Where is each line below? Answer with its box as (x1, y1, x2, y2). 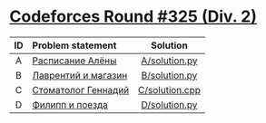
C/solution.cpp (137, 83, 202, 96)
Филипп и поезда (32, 98, 109, 110)
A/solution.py (140, 54, 198, 67)
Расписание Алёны (32, 54, 117, 67)
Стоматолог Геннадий (32, 83, 130, 96)
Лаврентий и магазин (32, 69, 128, 81)
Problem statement (32, 39, 117, 52)
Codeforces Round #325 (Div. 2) (9, 6, 257, 27)
